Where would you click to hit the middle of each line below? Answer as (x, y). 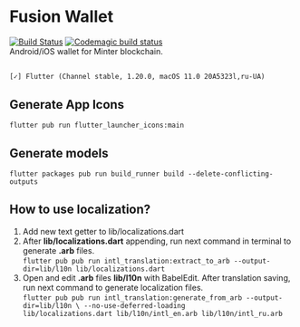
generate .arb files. (58, 250)
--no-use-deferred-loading (135, 305)
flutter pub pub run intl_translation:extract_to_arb (126, 261)
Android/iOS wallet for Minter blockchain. (86, 51)
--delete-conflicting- (230, 174)
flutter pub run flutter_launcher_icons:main (97, 125)
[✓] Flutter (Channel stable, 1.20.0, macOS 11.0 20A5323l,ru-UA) (137, 77)
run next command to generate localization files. (113, 287)
